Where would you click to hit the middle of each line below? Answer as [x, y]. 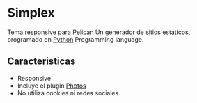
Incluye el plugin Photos [52, 86]
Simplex [31, 13]
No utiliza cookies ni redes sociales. [69, 93]
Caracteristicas [41, 62]
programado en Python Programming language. [76, 39]
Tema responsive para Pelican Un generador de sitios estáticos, [99, 32]
